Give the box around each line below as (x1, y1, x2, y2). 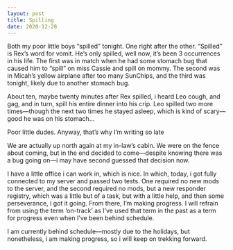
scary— (203, 107, 226, 115)
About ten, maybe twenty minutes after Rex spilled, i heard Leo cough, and (7, 92, 221, 101)
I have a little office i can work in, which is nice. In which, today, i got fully (7, 169, 217, 178)
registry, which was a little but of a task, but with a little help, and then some (7, 192, 225, 200)
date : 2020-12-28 (7, 23, 58, 30)
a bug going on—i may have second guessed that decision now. (7, 156, 190, 165)
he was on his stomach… (23, 115, 95, 123)
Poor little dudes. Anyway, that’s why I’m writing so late (7, 128, 164, 136)
